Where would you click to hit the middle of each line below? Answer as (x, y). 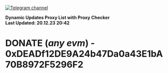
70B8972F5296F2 (44, 65)
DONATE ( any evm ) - (50, 43)
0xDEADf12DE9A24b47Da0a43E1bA (84, 54)
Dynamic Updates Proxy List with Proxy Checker (58, 17)
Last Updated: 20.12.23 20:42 (37, 23)
